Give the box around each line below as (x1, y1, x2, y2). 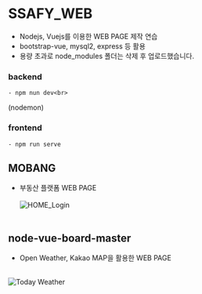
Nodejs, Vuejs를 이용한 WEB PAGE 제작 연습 (19, 31, 158, 41)
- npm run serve (8, 140, 61, 148)
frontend (8, 122, 43, 133)
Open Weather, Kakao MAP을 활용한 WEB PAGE (19, 253, 172, 263)
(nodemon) (8, 103, 45, 112)
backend (8, 71, 42, 82)
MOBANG (8, 162, 56, 175)
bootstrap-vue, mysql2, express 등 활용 (19, 41, 146, 51)
